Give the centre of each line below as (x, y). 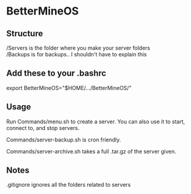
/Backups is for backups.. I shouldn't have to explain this (76, 54)
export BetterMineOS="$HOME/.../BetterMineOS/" (69, 88)
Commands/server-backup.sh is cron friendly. (64, 140)
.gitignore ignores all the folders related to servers (69, 185)
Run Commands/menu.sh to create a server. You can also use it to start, (96, 121)
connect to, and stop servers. (43, 128)
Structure (25, 34)
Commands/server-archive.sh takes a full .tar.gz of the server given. (91, 151)
